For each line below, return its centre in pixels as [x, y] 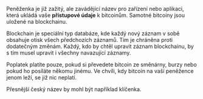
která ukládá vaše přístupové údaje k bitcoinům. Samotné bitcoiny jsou [96, 15]
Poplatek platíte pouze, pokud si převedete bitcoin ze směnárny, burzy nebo [102, 64]
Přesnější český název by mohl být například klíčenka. [74, 89]
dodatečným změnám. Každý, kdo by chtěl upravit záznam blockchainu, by [100, 46]
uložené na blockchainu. [37, 22]
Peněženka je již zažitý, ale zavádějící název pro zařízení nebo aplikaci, [95, 9]
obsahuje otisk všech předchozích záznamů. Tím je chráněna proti [90, 40]
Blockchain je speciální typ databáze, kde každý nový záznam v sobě [93, 33]
